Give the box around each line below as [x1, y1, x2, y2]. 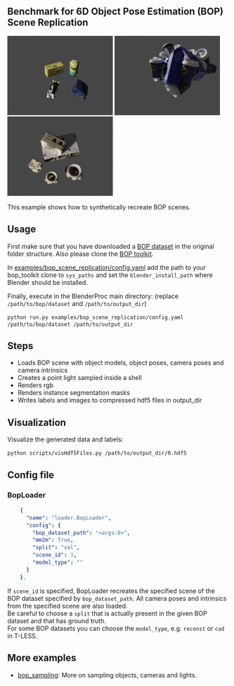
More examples [7, 652, 77, 664]
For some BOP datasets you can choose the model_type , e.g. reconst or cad [7, 624, 225, 632]
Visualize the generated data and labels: [7, 435, 124, 443]
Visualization [7, 416, 67, 429]
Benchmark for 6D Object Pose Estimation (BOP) [7, 6, 223, 18]
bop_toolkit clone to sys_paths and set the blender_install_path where [7, 271, 213, 279]
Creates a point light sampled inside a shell [17, 374, 142, 382]
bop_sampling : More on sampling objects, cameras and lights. [17, 670, 197, 679]
